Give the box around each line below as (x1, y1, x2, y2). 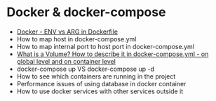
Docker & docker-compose (6, 4, 166, 20)
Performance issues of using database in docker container (16, 79, 187, 88)
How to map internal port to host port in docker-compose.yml (16, 42, 194, 50)
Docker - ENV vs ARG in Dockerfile (16, 27, 119, 36)
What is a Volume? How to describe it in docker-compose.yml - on (16, 50, 209, 58)
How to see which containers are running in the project (16, 72, 176, 81)
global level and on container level (16, 57, 116, 65)
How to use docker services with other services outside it (16, 87, 184, 95)
